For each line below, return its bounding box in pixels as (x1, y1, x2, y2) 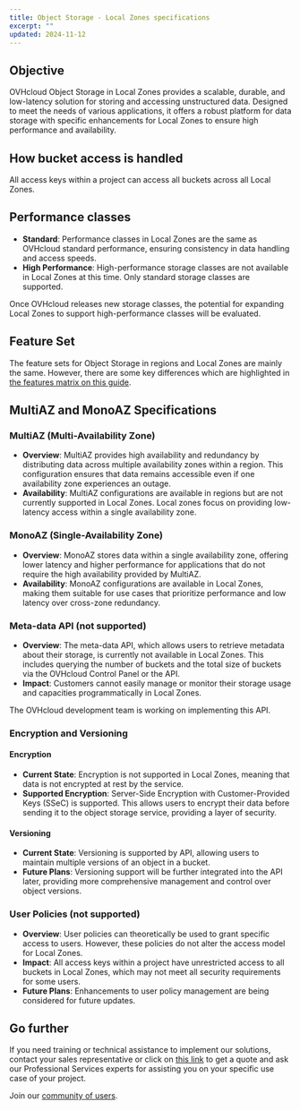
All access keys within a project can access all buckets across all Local (9, 175, 271, 184)
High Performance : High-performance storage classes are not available (21, 261, 289, 273)
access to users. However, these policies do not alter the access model (21, 937, 286, 949)
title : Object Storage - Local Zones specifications (9, 13, 210, 22)
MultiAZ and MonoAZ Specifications (9, 403, 217, 418)
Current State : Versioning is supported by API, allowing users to (21, 848, 260, 858)
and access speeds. (21, 252, 97, 263)
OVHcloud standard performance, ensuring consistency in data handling (21, 243, 290, 253)
